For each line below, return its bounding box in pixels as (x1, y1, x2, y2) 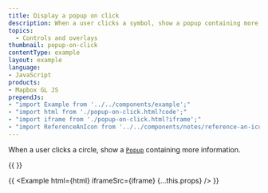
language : (8, 64, 41, 72)
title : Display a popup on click (8, 11, 120, 20)
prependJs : (8, 93, 45, 101)
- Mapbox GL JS (8, 85, 59, 94)
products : (8, 78, 41, 86)
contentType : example (8, 49, 81, 57)
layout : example (8, 57, 62, 65)
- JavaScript (8, 71, 52, 79)
